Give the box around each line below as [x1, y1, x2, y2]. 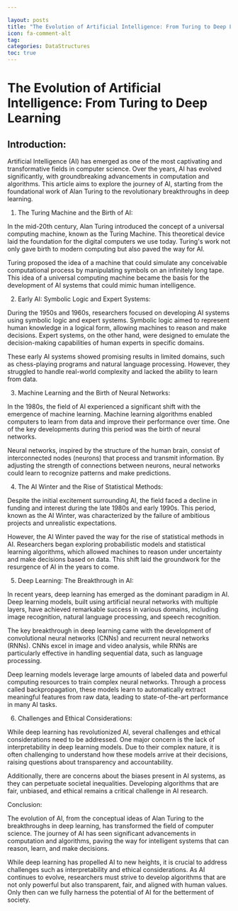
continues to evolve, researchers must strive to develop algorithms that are [7, 873, 227, 881]
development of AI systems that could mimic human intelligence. [7, 281, 196, 289]
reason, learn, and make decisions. [7, 844, 110, 852]
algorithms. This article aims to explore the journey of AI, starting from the [7, 180, 223, 188]
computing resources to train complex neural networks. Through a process [7, 678, 227, 686]
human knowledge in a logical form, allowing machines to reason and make [7, 324, 227, 332]
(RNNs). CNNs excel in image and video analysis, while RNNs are [7, 642, 198, 650]
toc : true [7, 50, 37, 57]
